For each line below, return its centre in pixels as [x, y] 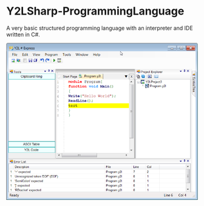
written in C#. [23, 34]
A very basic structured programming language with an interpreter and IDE [100, 28]
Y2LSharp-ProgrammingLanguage [95, 11]
